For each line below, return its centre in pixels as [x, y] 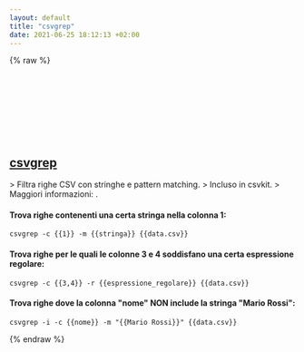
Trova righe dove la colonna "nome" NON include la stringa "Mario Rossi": [152, 303]
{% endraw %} [37, 339]
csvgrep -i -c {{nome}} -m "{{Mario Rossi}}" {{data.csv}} [123, 322]
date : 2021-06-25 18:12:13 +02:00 [75, 34]
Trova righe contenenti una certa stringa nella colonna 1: [118, 215]
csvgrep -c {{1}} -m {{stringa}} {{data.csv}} [99, 234]
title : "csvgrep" [42, 26]
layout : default [40, 18]
